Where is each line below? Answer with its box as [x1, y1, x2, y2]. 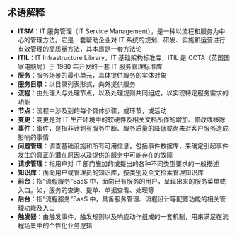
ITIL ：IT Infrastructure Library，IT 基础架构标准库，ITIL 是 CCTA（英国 [17, 53, 224, 61]
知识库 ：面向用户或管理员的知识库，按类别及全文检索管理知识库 [17, 168, 204, 177]
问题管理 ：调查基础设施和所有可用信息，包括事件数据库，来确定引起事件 [17, 141, 229, 150]
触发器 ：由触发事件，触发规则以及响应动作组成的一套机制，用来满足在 [17, 212, 223, 220]
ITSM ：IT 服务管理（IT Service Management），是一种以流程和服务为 [17, 27, 219, 35]
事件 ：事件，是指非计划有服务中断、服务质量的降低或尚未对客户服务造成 [17, 124, 229, 132]
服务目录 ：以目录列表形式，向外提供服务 [17, 80, 136, 88]
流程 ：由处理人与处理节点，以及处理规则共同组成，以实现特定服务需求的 [17, 88, 229, 97]
